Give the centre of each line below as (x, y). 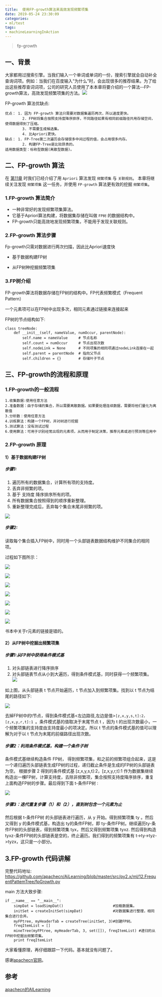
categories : (17, 18)
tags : (10, 28)
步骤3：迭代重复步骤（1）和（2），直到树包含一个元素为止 (63, 804)
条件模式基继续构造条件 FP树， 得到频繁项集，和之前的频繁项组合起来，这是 (81, 759)
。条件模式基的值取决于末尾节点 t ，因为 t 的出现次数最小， (94, 722)
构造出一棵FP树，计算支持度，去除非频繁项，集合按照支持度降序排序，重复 (80, 777)
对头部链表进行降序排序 (35, 668)
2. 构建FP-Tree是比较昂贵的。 (49, 144)
